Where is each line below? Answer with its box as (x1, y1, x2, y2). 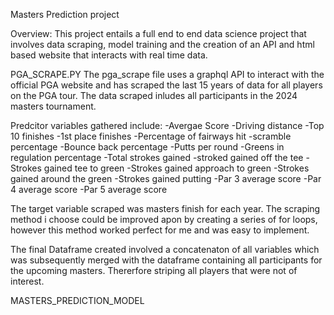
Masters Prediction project (10, 9, 120, 20)
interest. (10, 275, 45, 287)
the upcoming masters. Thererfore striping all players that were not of (10, 265, 298, 276)
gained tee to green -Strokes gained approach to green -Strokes (43, 162, 310, 174)
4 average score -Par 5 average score (10, 184, 168, 195)
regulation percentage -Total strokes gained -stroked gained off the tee (10, 152, 304, 163)
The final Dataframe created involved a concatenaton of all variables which (10, 244, 320, 255)
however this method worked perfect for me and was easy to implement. (10, 224, 310, 236)
